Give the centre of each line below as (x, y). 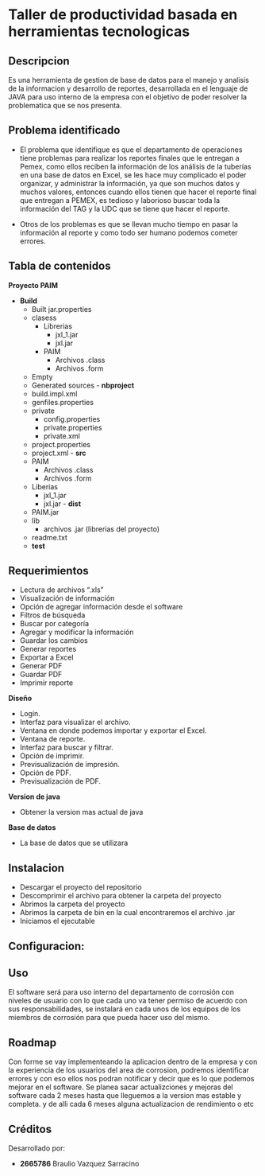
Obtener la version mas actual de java (81, 812)
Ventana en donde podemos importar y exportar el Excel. (113, 730)
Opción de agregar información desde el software (101, 607)
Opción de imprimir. (52, 756)
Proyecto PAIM (33, 285)
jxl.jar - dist (62, 504)
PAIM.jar (45, 512)
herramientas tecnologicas (99, 31)
